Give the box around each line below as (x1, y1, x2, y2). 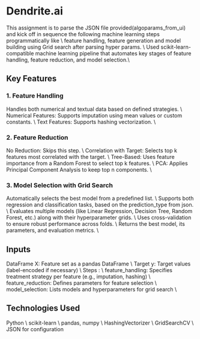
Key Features (6, 73, 57, 84)
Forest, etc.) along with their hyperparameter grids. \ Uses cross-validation (6, 214, 192, 221)
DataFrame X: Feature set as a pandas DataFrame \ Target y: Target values (6, 260, 191, 267)
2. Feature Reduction (6, 133, 68, 142)
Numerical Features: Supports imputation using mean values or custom (6, 111, 182, 119)
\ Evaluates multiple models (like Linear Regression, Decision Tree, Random (6, 208, 193, 215)
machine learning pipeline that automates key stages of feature (35, 49, 192, 57)
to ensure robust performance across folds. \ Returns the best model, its (6, 220, 185, 228)
